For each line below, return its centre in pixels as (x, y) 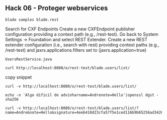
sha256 (12, 99)
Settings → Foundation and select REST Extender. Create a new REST (76, 39)
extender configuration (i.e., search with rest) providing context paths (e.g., (82, 45)
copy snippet (19, 77)
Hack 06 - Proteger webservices (57, 8)
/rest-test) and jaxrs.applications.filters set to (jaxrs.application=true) (76, 50)
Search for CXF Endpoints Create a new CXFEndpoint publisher (70, 29)
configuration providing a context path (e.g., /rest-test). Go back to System (82, 34)
